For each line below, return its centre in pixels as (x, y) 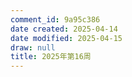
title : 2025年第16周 (51, 57)
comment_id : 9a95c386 (55, 19)
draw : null (33, 47)
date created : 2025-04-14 (64, 29)
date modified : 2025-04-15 (66, 38)
